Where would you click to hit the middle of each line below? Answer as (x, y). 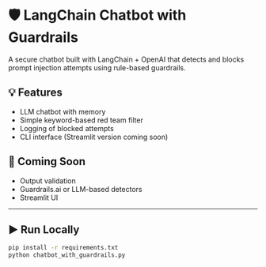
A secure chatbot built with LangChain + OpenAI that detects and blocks (126, 59)
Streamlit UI (39, 197)
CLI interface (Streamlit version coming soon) (94, 137)
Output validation (48, 181)
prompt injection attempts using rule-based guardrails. (97, 67)
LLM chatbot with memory (63, 111)
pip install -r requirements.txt (63, 248)
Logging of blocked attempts (67, 128)
